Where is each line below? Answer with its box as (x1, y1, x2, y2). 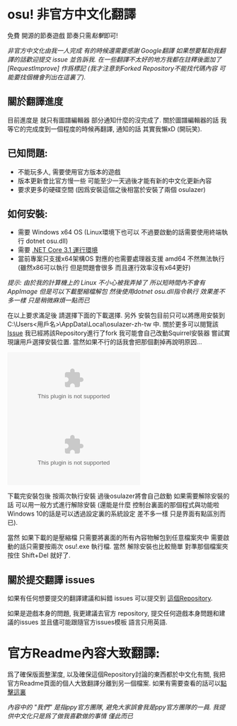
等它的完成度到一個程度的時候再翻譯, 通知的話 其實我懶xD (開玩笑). (7, 125, 202, 133)
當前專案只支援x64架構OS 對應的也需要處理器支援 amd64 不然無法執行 (17, 254, 225, 263)
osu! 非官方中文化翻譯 (7, 6, 137, 23)
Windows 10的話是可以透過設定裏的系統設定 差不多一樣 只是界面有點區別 (7, 509, 220, 518)
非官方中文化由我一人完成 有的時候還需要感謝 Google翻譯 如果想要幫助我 (7, 46, 220, 55)
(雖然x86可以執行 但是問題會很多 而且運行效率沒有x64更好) (17, 263, 191, 272)
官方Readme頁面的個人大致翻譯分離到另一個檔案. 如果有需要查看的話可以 (7, 679, 221, 688)
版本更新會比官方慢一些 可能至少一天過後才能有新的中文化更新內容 (17, 176, 212, 185)
